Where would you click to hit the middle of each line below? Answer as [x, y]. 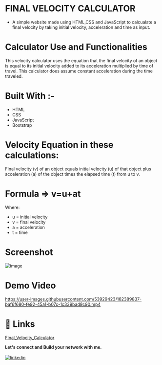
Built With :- [30, 96]
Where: [12, 207]
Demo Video [30, 285]
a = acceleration [29, 227]
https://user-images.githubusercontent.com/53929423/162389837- [73, 299]
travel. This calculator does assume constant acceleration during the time [79, 71]
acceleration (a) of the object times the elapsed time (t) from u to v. [72, 174]
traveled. [14, 76]
